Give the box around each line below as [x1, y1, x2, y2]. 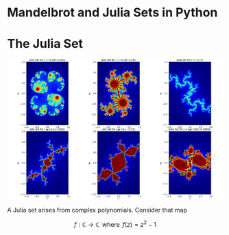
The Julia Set [7, 36, 84, 52]
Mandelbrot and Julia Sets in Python [7, 5, 218, 20]
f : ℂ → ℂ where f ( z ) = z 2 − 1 [74, 219, 156, 228]
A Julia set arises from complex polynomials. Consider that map [7, 206, 187, 214]
